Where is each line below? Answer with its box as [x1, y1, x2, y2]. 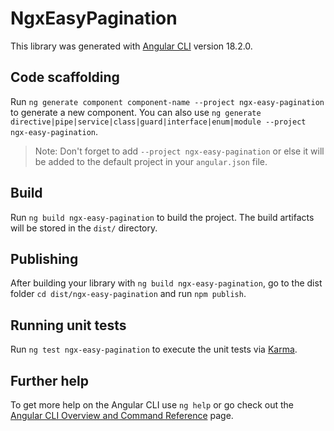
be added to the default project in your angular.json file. [34, 155, 268, 167]
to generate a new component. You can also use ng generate [10, 106, 262, 118]
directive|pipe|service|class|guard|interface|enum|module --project [10, 117, 307, 127]
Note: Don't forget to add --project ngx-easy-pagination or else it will [34, 145, 325, 157]
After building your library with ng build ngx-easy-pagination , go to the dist [10, 277, 323, 289]
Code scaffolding [10, 69, 120, 86]
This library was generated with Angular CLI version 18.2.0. [10, 40, 253, 52]
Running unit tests [10, 317, 127, 334]
